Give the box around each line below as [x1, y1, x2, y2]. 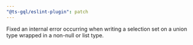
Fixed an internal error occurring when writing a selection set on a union [6, 25, 188, 32]
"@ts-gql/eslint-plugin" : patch [6, 8, 88, 15]
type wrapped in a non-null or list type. [6, 31, 104, 39]
